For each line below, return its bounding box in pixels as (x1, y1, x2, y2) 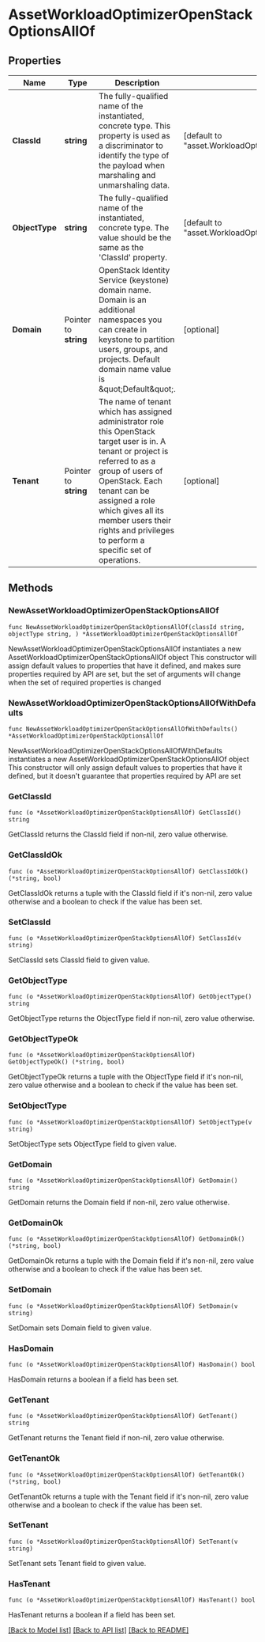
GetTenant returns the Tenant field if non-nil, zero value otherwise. (8, 1433, 225, 1443)
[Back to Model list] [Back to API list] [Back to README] (8, 1625, 189, 1635)
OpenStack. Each (98, 476, 163, 486)
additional (98, 305, 136, 315)
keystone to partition (98, 334, 175, 345)
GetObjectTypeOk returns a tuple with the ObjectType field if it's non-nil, (8, 1072, 244, 1082)
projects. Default (98, 354, 160, 365)
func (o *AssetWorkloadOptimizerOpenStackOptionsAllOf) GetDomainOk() (8, 1235, 245, 1243)
